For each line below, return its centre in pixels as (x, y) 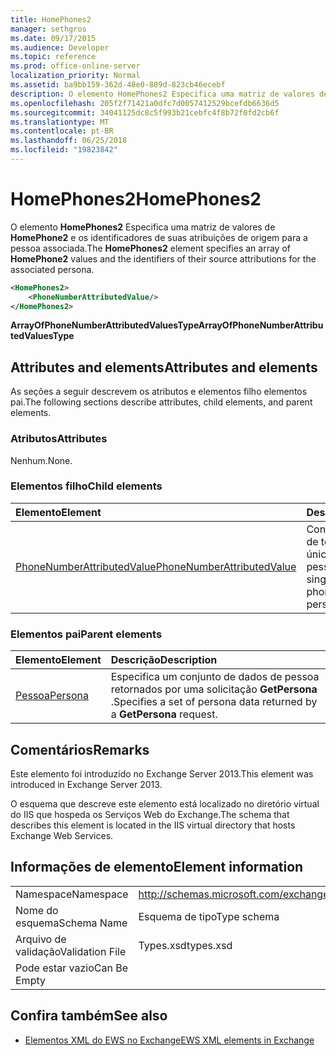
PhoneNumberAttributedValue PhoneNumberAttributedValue (156, 566)
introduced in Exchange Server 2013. (86, 784)
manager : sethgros (48, 29)
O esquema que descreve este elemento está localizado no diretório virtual (165, 803)
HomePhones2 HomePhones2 (136, 199)
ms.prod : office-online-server (75, 66)
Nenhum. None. (41, 460)
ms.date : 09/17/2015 (53, 38)
